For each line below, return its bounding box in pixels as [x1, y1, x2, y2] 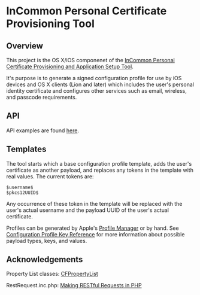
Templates [6, 144, 47, 154]
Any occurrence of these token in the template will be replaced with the [6, 200, 183, 207]
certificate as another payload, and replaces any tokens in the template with [6, 166, 193, 174]
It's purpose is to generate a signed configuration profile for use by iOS [6, 75, 182, 81]
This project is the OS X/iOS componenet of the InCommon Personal [6, 57, 175, 63]
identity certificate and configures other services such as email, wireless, [6, 87, 187, 94]
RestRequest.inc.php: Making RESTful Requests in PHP [6, 282, 142, 289]
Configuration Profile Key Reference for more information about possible [6, 230, 185, 238]
